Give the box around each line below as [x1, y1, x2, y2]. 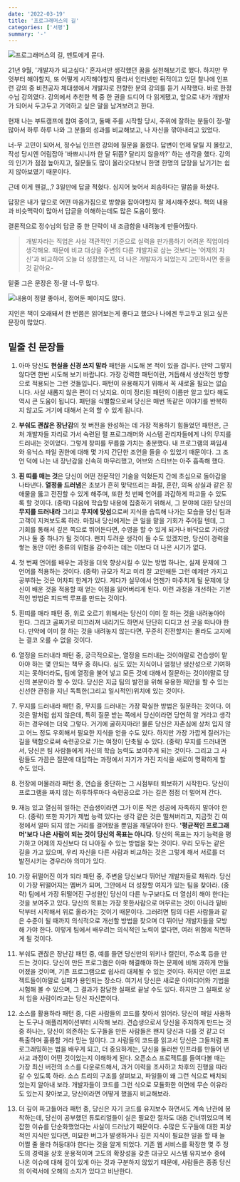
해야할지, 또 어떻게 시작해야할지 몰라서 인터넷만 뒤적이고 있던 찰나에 [26, 75, 216, 83]
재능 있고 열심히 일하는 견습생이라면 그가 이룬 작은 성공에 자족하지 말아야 [18, 803, 220, 812]
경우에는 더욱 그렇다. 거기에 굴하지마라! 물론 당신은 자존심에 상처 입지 [31, 719, 224, 728]
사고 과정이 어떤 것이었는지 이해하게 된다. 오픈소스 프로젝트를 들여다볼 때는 [18, 1054, 226, 1062]
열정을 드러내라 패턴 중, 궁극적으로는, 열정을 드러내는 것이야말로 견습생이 [18, 651, 220, 659]
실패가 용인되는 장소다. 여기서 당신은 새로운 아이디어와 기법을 [60, 976, 230, 985]
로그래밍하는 [18, 1045, 54, 1054]
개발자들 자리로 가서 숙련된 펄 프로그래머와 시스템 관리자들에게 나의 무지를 [26, 430, 232, 438]
